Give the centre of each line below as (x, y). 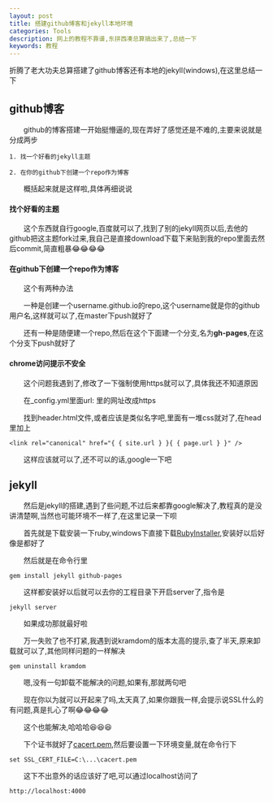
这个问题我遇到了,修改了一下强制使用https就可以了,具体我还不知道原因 (141, 383)
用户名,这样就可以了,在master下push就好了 (81, 316)
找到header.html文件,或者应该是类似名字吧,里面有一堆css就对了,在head (143, 417)
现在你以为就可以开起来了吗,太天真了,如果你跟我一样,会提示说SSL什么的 (143, 700)
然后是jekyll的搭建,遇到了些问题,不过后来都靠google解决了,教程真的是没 (143, 506)
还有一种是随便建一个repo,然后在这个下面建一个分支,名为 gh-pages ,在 (140, 333)
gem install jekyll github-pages (66, 576)
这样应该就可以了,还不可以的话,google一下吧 (97, 459)
